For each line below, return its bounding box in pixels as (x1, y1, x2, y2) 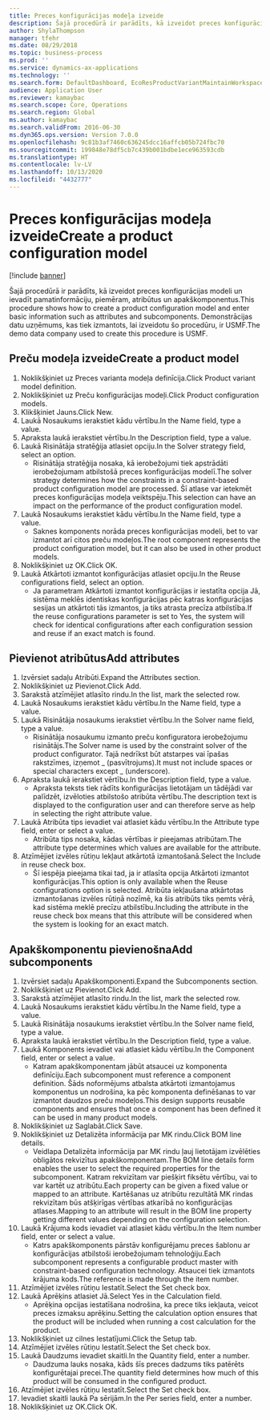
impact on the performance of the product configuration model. (32, 501, 243, 510)
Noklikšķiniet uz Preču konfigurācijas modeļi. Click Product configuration (20, 390, 260, 400)
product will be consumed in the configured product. (32, 1377, 208, 1386)
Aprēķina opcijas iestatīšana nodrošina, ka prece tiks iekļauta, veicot (32, 1300, 259, 1309)
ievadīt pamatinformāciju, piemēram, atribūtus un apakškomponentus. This (9, 294, 255, 304)
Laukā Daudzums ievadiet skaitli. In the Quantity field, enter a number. (20, 1351, 251, 1361)
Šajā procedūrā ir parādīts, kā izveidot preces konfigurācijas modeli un (9, 286, 243, 296)
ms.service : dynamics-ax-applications (9, 64, 139, 72)
